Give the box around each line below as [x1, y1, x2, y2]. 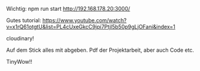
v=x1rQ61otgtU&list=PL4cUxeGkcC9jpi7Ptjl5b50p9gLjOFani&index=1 [6, 23, 176, 30]
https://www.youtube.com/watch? [42, 17, 127, 23]
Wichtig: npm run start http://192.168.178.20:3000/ [6, 5, 130, 12]
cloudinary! [6, 35, 34, 42]
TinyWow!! [6, 58, 33, 65]
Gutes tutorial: [6, 17, 41, 23]
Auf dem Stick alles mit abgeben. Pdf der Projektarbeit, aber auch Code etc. [6, 46, 194, 54]
